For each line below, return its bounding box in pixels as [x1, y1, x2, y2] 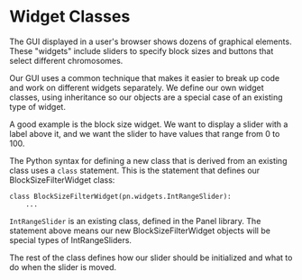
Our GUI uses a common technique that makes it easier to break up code [9, 72, 280, 83]
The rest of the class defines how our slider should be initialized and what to [9, 252, 293, 263]
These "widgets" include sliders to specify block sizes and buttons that [9, 45, 274, 56]
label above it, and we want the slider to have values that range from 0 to [9, 128, 280, 139]
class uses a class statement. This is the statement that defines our [9, 165, 261, 176]
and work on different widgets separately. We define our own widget [9, 82, 264, 93]
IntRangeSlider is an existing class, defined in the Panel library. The [9, 215, 261, 226]
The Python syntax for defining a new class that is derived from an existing [9, 155, 288, 166]
